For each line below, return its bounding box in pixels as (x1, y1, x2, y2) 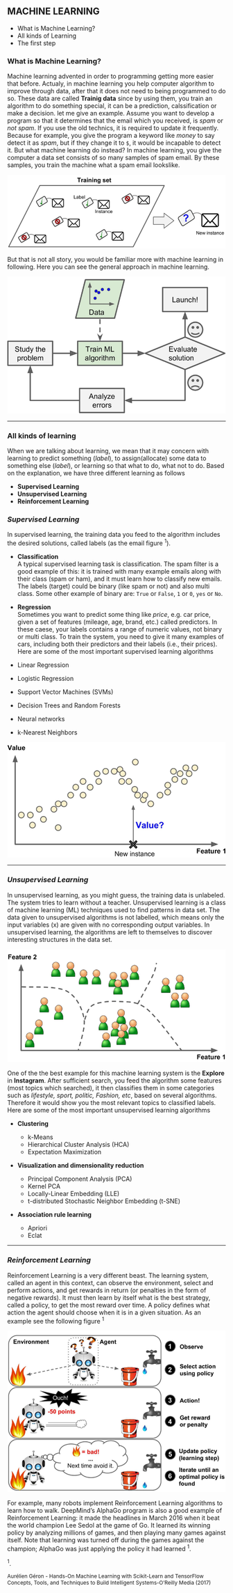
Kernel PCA (27, 1182, 61, 1191)
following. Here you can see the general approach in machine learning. (7, 262, 210, 271)
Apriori (27, 1224, 47, 1232)
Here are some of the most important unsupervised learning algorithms (7, 1106, 211, 1115)
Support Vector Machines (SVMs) (17, 687, 114, 696)
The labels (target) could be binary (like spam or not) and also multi (17, 581, 210, 590)
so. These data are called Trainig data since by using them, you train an (7, 94, 213, 103)
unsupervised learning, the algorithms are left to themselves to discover (7, 927, 213, 936)
